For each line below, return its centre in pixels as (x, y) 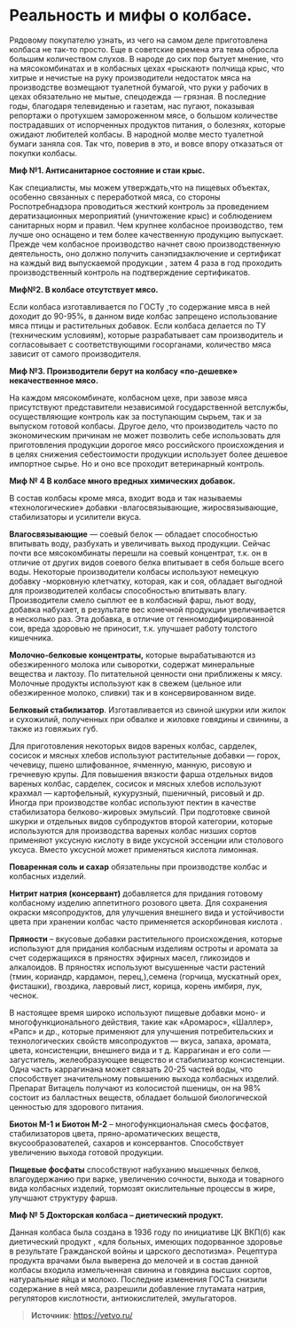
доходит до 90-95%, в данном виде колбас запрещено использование (143, 316)
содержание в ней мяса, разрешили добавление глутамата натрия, (137, 1288)
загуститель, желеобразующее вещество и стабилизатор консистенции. (147, 1059)
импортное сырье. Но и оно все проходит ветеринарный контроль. (137, 463)
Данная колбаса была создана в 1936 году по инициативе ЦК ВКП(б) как (148, 1232)
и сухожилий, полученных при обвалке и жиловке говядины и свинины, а (149, 719)
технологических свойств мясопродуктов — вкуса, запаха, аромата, (140, 1041)
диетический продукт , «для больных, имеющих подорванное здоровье (146, 1241)
